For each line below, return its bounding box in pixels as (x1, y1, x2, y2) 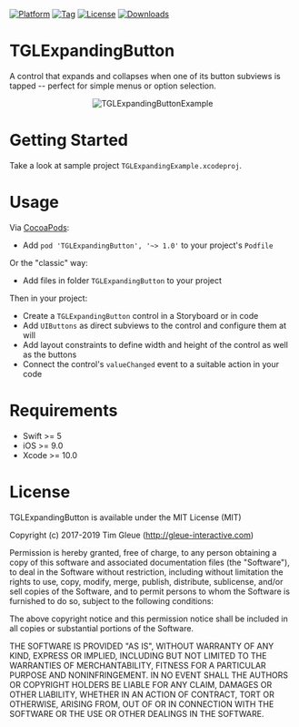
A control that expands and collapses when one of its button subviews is (9, 70, 281, 81)
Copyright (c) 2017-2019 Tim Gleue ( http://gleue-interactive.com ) (9, 529, 254, 540)
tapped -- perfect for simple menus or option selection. (9, 80, 216, 91)
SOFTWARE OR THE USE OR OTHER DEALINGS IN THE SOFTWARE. (9, 708, 264, 719)
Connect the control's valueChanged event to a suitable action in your (22, 358, 280, 369)
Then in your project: (9, 292, 88, 303)
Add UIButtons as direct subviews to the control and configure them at (22, 320, 286, 331)
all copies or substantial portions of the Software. (9, 622, 194, 633)
